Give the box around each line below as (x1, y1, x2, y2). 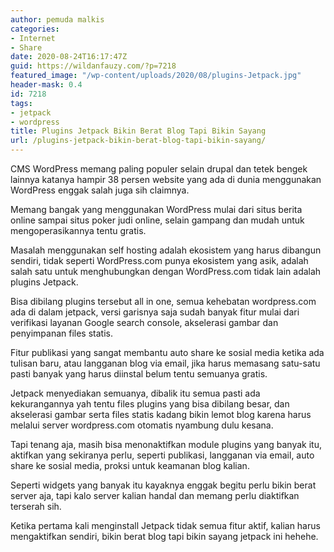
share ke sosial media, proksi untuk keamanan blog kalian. (10, 460, 250, 471)
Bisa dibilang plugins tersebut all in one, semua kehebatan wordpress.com (10, 296, 317, 307)
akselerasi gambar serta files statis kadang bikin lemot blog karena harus (10, 409, 312, 420)
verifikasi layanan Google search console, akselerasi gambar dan (10, 317, 279, 328)
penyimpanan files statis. (10, 327, 113, 339)
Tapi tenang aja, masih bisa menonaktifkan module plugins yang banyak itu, (10, 439, 322, 450)
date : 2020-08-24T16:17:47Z (10, 52, 128, 62)
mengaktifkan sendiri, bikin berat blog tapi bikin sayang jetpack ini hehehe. (10, 531, 319, 542)
